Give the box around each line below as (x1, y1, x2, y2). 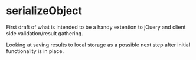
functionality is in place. (6, 47, 64, 54)
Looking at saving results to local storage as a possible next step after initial (6, 41, 191, 48)
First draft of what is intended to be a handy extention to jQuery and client (6, 24, 186, 31)
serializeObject (6, 4, 83, 18)
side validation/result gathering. (6, 29, 84, 36)
